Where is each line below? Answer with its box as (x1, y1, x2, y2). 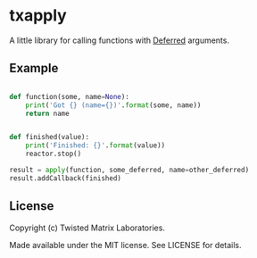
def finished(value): (9, 133, 90, 142)
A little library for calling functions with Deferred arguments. (9, 35, 230, 46)
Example (9, 61, 59, 76)
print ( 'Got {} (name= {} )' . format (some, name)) (25, 100, 202, 110)
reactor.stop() (25, 149, 82, 159)
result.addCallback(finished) (9, 173, 122, 183)
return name (25, 109, 70, 118)
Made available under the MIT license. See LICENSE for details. (9, 239, 243, 250)
